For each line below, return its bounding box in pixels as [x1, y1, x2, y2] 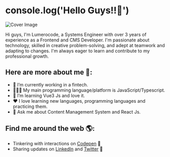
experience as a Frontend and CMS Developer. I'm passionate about [5, 37, 150, 43]
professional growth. [5, 53, 49, 59]
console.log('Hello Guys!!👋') [5, 5, 129, 16]
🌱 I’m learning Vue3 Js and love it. [12, 92, 85, 99]
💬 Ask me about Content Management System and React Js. [12, 108, 141, 115]
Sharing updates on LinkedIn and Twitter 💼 [12, 146, 103, 152]
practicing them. [12, 103, 48, 109]
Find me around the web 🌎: [5, 124, 95, 133]
